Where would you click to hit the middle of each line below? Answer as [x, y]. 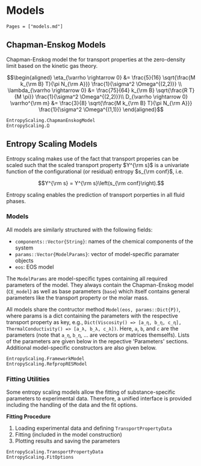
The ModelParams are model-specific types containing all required [87, 278]
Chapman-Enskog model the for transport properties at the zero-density [96, 59]
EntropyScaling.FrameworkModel [45, 358]
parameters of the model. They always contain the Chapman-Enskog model [100, 285]
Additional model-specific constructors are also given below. [82, 348]
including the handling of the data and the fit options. [72, 405]
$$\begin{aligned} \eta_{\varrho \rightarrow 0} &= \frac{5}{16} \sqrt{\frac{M [101, 77]
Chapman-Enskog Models [56, 45]
